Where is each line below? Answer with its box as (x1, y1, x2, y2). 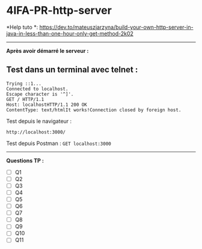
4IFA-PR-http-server (6, 4, 112, 17)
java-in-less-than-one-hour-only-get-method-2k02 (6, 29, 134, 37)
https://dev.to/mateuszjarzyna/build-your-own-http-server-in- (39, 23, 194, 31)
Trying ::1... (6, 81, 42, 87)
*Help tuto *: (6, 23, 38, 31)
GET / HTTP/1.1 (6, 96, 44, 102)
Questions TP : (6, 157, 44, 164)
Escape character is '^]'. (6, 91, 74, 97)
